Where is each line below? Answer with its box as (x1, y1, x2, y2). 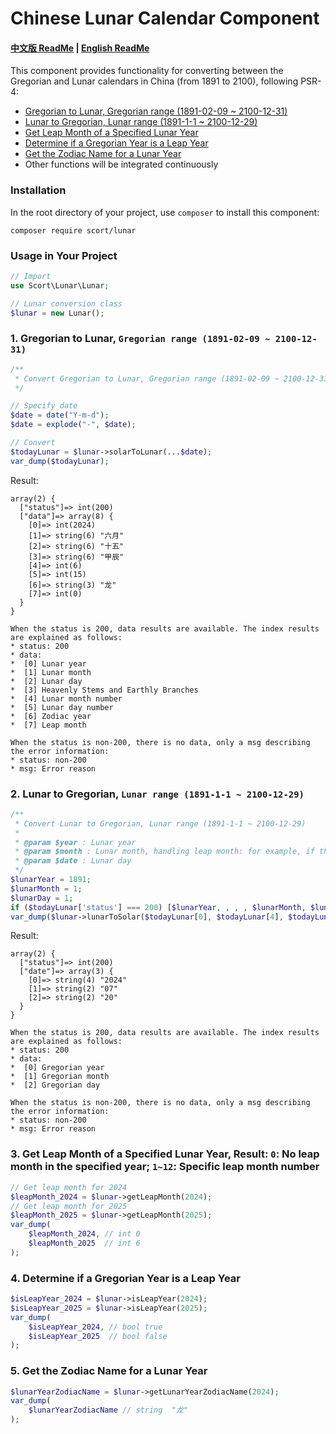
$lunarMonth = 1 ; (10, 883, 83, 894)
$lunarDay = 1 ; (10, 893, 74, 903)
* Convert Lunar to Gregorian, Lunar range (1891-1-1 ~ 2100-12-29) (14, 818, 307, 829)
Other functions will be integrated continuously (24, 158, 219, 171)
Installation (10, 183, 67, 197)
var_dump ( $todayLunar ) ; (10, 456, 110, 466)
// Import (10, 271, 52, 281)
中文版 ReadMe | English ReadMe (10, 42, 150, 54)
